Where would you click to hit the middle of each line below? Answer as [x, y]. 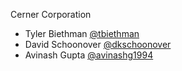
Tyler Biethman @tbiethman [82, 33]
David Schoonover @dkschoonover [98, 44]
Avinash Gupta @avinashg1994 [89, 55]
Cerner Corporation [51, 14]
